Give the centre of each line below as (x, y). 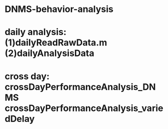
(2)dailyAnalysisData (50, 53)
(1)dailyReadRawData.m (56, 43)
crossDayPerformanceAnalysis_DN (80, 87)
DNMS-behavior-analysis (59, 9)
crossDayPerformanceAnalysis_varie (84, 108)
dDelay (20, 119)
